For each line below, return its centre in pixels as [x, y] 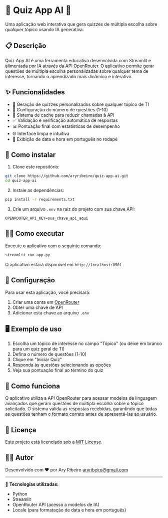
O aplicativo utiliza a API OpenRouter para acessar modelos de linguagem [81, 398]
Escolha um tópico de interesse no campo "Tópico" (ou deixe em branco [87, 343]
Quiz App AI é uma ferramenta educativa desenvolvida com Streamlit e [78, 60]
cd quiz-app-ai [21, 181]
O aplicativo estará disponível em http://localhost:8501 [63, 264]
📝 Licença [21, 430]
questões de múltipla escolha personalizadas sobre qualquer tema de [77, 71]
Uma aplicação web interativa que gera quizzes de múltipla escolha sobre [81, 24]
